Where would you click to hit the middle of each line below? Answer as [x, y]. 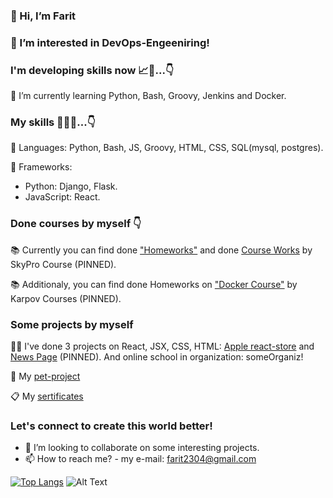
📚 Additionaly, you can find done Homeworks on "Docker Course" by [154, 284]
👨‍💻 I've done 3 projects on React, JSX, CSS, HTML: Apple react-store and [162, 346]
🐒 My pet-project [45, 376]
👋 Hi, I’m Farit [43, 16]
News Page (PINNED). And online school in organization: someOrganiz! [157, 357]
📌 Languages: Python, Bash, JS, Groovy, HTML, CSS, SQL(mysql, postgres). [167, 148]
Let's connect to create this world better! [111, 426]
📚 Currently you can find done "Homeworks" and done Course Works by [161, 250]
